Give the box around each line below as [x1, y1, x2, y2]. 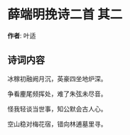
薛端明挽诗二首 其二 [7, 6, 123, 23]
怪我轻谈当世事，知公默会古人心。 [7, 104, 107, 113]
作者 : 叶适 [7, 31, 36, 40]
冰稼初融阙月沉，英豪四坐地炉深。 [7, 74, 107, 82]
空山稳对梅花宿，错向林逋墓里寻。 [7, 119, 107, 128]
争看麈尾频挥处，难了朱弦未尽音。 [7, 90, 107, 98]
